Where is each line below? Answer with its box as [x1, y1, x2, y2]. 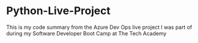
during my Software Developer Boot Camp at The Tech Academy [6, 29, 167, 37]
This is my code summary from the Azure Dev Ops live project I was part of [6, 24, 193, 31]
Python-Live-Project [6, 4, 111, 18]
